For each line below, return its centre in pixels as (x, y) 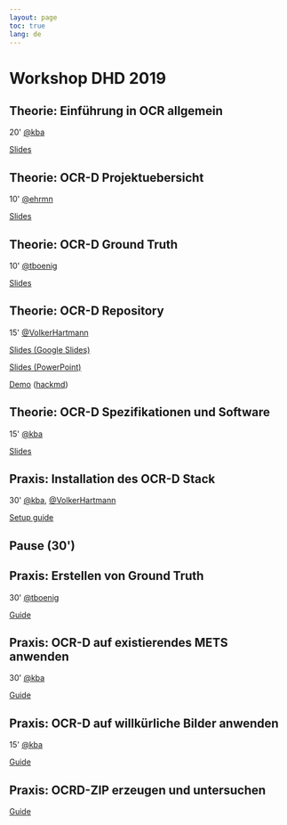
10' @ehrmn (31, 199)
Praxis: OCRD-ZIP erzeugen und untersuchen (138, 790)
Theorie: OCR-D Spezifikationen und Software (140, 412)
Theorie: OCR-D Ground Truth (94, 245)
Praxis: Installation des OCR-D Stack (112, 479)
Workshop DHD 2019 (88, 78)
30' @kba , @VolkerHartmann (63, 501)
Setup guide (32, 518)
